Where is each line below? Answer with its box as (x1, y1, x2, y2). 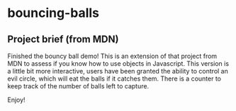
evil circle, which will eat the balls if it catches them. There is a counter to (7, 74, 222, 83)
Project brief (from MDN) (7, 33, 119, 45)
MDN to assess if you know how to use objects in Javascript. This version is (7, 59, 229, 68)
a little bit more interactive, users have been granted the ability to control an (7, 67, 229, 75)
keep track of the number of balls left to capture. (7, 82, 150, 90)
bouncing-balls (7, 5, 100, 21)
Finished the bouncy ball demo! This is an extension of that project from (7, 52, 218, 60)
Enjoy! (7, 95, 26, 104)
